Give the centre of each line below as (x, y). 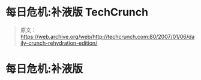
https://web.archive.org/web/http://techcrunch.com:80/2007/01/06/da (107, 36)
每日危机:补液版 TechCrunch (77, 12)
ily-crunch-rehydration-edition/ (59, 43)
